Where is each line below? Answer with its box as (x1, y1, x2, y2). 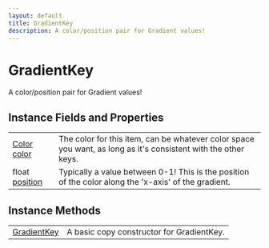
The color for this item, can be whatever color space (58, 134, 255, 145)
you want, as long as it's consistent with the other (58, 143, 245, 154)
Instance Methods (8, 203, 102, 217)
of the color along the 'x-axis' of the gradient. (58, 177, 231, 188)
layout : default (8, 11, 62, 20)
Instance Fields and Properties (8, 110, 164, 124)
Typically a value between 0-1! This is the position (58, 166, 250, 178)
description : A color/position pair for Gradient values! (8, 26, 206, 34)
